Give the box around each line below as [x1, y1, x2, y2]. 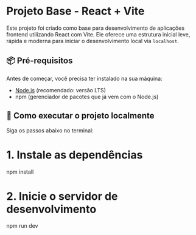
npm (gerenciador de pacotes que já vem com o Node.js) [15, 93, 159, 100]
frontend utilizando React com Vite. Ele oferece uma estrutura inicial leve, [6, 30, 191, 38]
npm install [6, 168, 34, 175]
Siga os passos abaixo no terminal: [6, 126, 94, 134]
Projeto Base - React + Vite [6, 4, 145, 18]
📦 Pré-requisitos [6, 56, 73, 66]
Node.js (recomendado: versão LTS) [15, 86, 107, 94]
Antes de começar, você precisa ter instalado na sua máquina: [6, 75, 163, 82]
